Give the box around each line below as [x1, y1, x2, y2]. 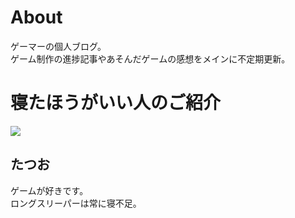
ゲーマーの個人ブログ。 [10, 40, 107, 52]
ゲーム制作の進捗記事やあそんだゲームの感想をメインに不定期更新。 [10, 52, 291, 65]
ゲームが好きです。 [10, 184, 89, 196]
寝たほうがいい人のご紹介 [10, 92, 222, 115]
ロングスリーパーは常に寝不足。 [10, 197, 142, 209]
